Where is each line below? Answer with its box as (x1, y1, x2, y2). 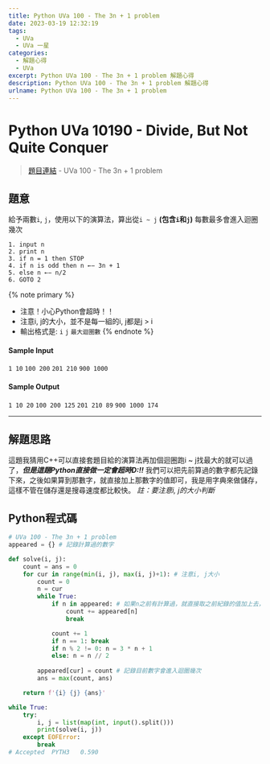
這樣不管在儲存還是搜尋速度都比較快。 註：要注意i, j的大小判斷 (8, 486, 215, 495)
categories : (8, 49, 48, 57)
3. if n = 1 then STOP (8, 255, 84, 263)
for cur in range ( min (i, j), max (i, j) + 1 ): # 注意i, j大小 (22, 570, 219, 578)
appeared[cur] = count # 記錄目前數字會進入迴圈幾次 (37, 667, 202, 676)
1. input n (8, 240, 45, 249)
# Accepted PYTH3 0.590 (8, 749, 99, 757)
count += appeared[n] (65, 608, 138, 616)
